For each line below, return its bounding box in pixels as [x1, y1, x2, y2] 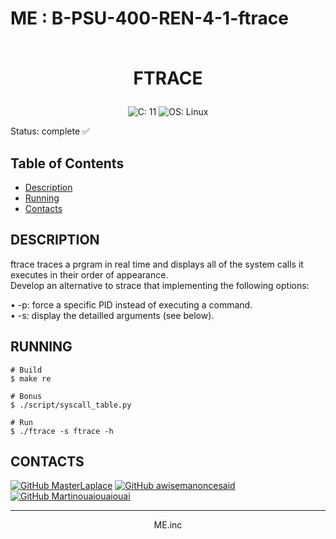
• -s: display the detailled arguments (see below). [10, 309, 215, 321]
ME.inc [153, 519, 183, 531]
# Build [10, 365, 43, 375]
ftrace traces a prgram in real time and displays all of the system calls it [10, 258, 304, 270]
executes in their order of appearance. [10, 268, 169, 281]
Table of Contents [10, 155, 125, 172]
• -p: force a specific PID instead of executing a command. [10, 298, 253, 311]
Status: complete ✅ [10, 125, 90, 137]
